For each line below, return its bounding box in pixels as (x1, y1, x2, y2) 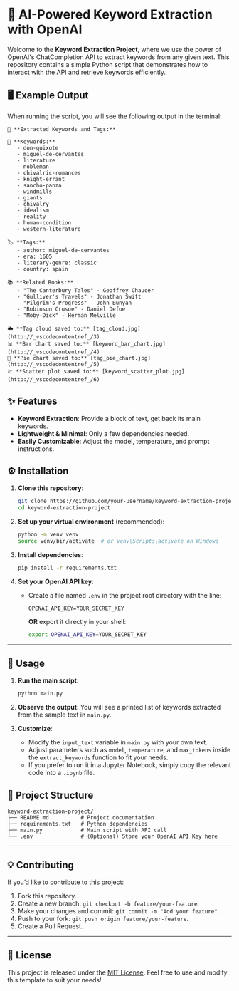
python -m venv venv (17, 531, 79, 539)
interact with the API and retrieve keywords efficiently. (7, 68, 166, 76)
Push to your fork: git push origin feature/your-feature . (17, 914, 188, 923)
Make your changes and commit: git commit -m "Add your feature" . (17, 906, 220, 915)
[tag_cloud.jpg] (92, 325, 141, 332)
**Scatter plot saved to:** (16, 368, 100, 375)
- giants (16, 194, 43, 202)
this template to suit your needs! (7, 975, 102, 984)
